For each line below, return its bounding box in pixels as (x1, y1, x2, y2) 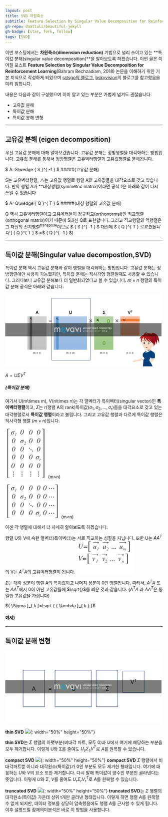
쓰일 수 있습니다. (5, 189, 37, 195)
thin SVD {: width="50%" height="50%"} (5, 729, 95, 735)
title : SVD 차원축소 (5, 13, 44, 19)
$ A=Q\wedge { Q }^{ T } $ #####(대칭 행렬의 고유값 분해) (5, 200, 122, 206)
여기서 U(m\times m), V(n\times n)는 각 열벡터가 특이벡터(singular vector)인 (5, 398, 156, 404)
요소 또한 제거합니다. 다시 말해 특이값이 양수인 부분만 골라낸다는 (35, 770, 159, 776)
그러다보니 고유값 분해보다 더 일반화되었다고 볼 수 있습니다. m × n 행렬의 (11, 277, 152, 283)
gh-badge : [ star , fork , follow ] (5, 29, 72, 35)
